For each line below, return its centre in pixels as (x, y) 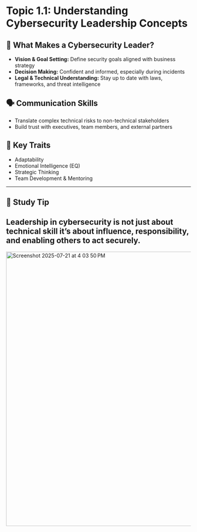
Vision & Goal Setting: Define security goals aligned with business (95, 59)
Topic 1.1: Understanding (67, 11)
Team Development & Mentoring (53, 178)
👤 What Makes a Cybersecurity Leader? (80, 45)
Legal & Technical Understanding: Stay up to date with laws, (89, 78)
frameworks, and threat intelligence (57, 84)
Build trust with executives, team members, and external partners (94, 127)
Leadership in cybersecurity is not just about (90, 222)
